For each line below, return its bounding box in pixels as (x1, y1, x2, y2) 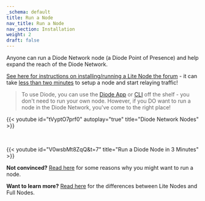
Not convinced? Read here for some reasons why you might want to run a (6, 164, 194, 171)
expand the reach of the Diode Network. (6, 60, 108, 68)
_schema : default (6, 9, 51, 15)
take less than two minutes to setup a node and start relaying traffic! (6, 79, 179, 86)
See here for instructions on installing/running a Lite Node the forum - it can (6, 73, 198, 79)
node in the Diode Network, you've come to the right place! (21, 104, 171, 111)
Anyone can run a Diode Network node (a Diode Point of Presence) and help (6, 54, 199, 61)
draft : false (6, 37, 40, 43)
